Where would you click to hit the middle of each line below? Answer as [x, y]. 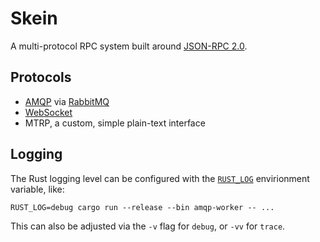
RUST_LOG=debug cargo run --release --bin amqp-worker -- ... [142, 207]
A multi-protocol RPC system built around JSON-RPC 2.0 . [129, 46]
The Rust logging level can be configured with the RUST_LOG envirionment [160, 178]
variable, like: [37, 189]
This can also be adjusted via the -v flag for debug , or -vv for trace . [148, 226]
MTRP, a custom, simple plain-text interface [115, 123]
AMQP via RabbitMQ [67, 101]
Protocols [41, 77]
